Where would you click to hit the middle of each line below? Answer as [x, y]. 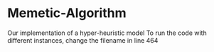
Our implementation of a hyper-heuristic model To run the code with [107, 33]
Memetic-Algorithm [67, 13]
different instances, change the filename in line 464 [83, 40]
